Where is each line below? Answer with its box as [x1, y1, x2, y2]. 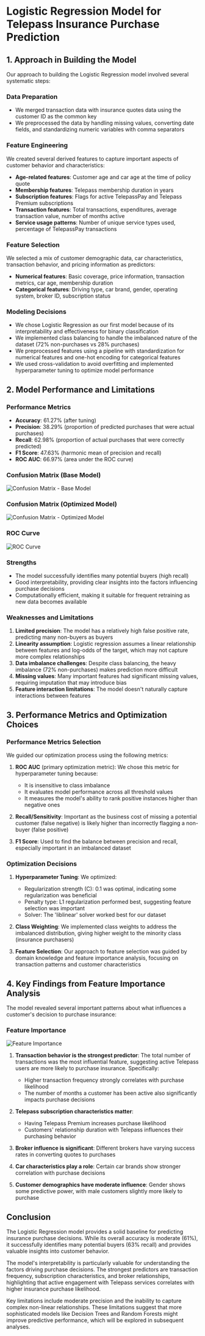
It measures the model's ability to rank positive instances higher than [24, 795, 198, 802]
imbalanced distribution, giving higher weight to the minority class [15, 930, 182, 937]
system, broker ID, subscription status [15, 292, 111, 299]
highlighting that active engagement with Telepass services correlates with [6, 1279, 195, 1287]
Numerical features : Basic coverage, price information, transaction [15, 272, 185, 280]
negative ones [24, 801, 60, 809]
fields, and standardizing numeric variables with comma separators [15, 126, 185, 133]
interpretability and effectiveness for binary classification [15, 328, 159, 335]
